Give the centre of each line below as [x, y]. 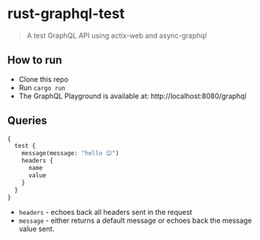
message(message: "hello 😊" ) [70, 153]
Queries [27, 121]
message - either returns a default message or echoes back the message [135, 220]
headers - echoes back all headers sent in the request [106, 212]
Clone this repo [43, 79]
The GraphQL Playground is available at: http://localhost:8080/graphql [132, 96]
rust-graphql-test [66, 14]
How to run [35, 60]
